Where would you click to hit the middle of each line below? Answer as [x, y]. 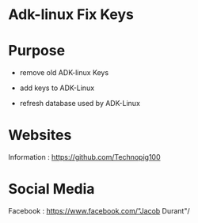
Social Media [51, 189]
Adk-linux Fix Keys [71, 15]
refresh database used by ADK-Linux [80, 104]
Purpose [37, 51]
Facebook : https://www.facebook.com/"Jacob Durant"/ [99, 211]
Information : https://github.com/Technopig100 [84, 157]
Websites [40, 135]
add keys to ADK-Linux [57, 88]
